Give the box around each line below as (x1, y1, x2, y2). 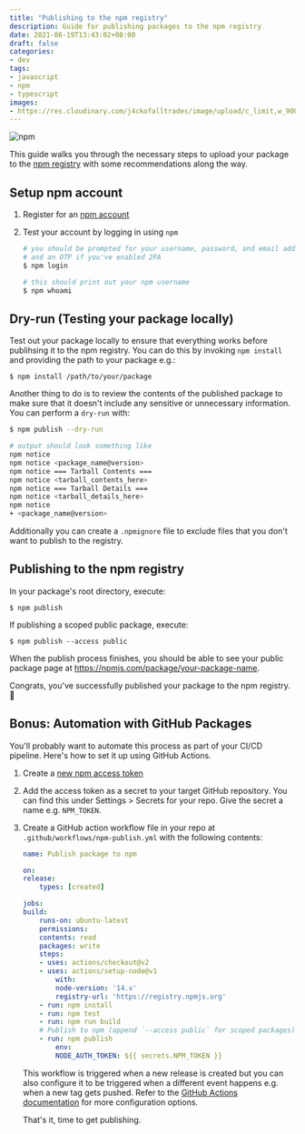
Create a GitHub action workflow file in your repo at (22, 822, 216, 833)
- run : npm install (39, 1000, 113, 1009)
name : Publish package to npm (22, 849, 138, 858)
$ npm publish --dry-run (9, 425, 103, 435)
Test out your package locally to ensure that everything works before (9, 336, 268, 346)
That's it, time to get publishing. (22, 1114, 142, 1125)
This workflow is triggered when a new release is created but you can (22, 1068, 284, 1079)
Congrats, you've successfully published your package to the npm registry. (9, 679, 290, 691)
